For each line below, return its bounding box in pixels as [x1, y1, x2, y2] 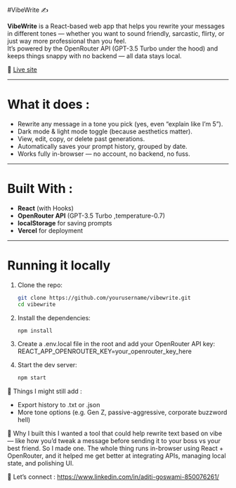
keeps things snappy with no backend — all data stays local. [7, 52, 182, 60]
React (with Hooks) [17, 204, 74, 212]
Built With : [7, 181, 73, 197]
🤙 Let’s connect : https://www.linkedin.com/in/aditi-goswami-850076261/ [7, 473, 220, 481]
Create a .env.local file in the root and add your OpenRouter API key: [17, 340, 216, 348]
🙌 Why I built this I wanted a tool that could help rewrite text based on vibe [7, 429, 223, 437]
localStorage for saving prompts [17, 218, 112, 227]
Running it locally [7, 258, 111, 274]
